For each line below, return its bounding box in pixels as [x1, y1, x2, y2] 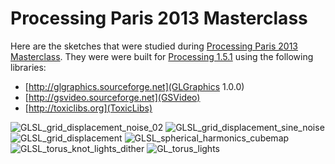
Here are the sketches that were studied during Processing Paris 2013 [10, 40, 298, 52]
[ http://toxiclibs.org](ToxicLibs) [24, 102, 153, 114]
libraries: [10, 61, 47, 73]
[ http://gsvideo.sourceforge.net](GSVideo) [24, 91, 201, 103]
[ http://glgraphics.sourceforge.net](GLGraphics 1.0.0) [24, 80, 245, 92]
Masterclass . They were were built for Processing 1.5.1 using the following [10, 50, 314, 62]
